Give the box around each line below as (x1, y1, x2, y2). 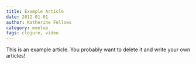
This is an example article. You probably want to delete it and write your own (6, 46, 191, 53)
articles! (6, 52, 26, 59)
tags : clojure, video (6, 30, 59, 36)
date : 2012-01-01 (6, 14, 49, 20)
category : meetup (6, 24, 49, 31)
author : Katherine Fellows (6, 19, 72, 25)
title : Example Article (6, 8, 64, 15)
